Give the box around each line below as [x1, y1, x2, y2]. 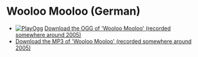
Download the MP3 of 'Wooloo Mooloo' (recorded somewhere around [15, 37, 192, 45]
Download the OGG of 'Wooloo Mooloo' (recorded [44, 25, 171, 32]
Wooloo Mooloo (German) [6, 4, 141, 18]
